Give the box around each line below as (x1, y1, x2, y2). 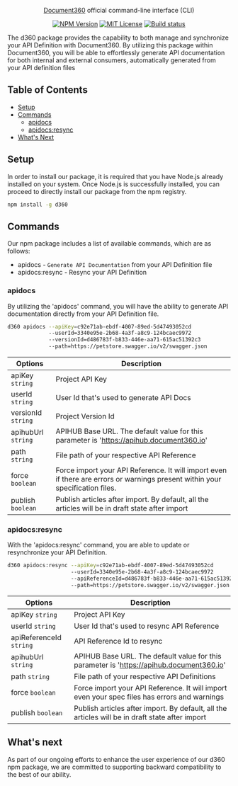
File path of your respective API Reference (55, 450, 196, 460)
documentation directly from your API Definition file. (7, 309, 159, 318)
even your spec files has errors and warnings (74, 692, 225, 702)
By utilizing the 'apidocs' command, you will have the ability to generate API (7, 302, 229, 310)
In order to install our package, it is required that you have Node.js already (7, 172, 224, 181)
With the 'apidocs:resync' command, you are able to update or (7, 541, 190, 549)
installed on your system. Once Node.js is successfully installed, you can (7, 180, 220, 188)
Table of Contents (7, 84, 89, 96)
